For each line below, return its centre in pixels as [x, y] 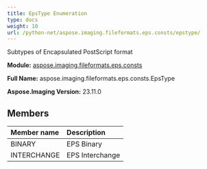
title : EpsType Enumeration [47, 13]
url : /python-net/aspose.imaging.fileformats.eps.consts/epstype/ [104, 32]
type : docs [23, 20]
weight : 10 [23, 26]
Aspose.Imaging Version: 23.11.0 [54, 92]
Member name [35, 133]
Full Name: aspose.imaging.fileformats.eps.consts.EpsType [91, 79]
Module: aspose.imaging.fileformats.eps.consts [75, 65]
